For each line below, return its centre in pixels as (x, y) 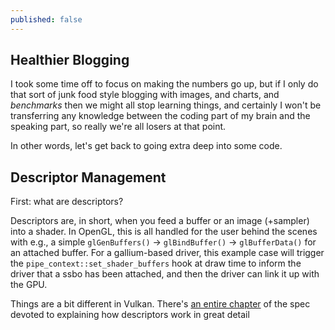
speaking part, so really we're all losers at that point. (118, 127)
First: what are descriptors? (67, 202)
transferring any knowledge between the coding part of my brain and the (160, 116)
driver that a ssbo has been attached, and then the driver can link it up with (165, 274)
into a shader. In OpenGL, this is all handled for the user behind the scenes (164, 232)
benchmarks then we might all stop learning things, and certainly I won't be (166, 105)
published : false (46, 19)
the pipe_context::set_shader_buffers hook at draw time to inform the (156, 263)
